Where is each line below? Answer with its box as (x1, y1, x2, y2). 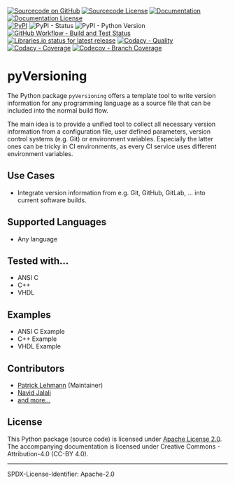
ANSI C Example (17, 328, 65, 336)
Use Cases (7, 170, 55, 182)
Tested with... (7, 255, 69, 267)
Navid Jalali (17, 388, 51, 397)
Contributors (7, 363, 65, 374)
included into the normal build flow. (7, 106, 108, 115)
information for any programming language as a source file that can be (7, 99, 211, 107)
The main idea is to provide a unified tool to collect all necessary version (7, 120, 216, 128)
